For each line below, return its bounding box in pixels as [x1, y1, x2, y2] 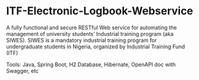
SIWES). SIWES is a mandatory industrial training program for [6, 36, 157, 44]
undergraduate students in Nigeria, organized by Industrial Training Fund [6, 43, 185, 50]
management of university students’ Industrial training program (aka [6, 30, 174, 37]
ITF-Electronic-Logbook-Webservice [6, 4, 194, 18]
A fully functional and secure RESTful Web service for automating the [6, 24, 177, 31]
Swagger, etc [6, 67, 39, 74]
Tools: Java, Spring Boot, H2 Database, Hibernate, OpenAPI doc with [6, 61, 176, 68]
